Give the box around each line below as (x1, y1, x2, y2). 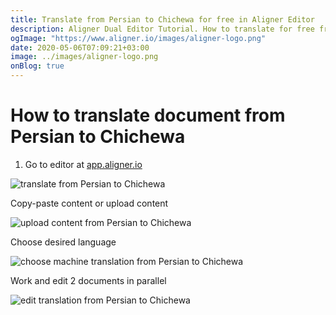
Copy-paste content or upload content (10, 197, 169, 209)
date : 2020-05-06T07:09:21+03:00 (10, 42, 150, 53)
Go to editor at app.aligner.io (24, 158, 143, 170)
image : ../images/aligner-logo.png (10, 52, 159, 62)
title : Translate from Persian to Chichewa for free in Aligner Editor (10, 14, 315, 25)
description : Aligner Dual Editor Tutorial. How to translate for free (10, 24, 315, 34)
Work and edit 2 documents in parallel (10, 274, 167, 286)
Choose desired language (10, 236, 117, 248)
